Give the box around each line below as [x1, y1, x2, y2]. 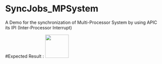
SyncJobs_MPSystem [5, 3, 98, 14]
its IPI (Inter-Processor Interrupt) [5, 24, 72, 30]
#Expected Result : [5, 53, 44, 59]
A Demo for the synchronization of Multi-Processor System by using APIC [5, 19, 157, 25]
